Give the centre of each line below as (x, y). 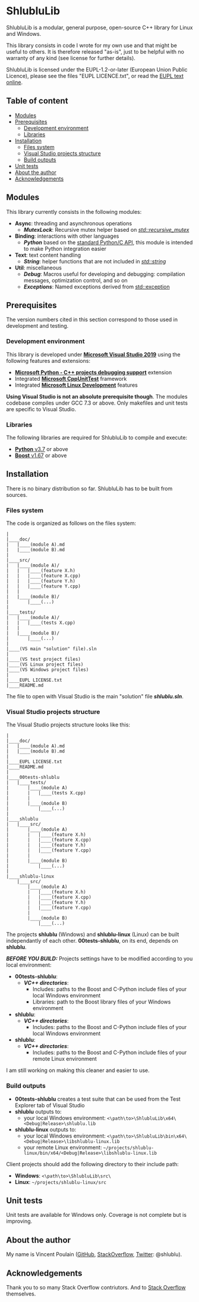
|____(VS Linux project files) (45, 665)
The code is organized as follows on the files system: (71, 523)
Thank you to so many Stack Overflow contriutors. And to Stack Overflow (96, 1288)
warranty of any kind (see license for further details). (71, 58)
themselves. (21, 1294)
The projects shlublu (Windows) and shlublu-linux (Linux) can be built (93, 934)
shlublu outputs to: (38, 1111)
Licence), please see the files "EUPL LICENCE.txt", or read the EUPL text (95, 76)
